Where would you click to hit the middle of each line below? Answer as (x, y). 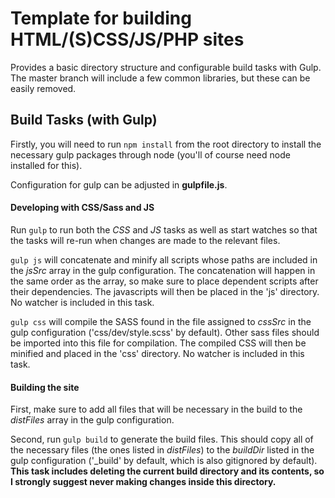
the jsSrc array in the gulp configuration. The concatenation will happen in (163, 270)
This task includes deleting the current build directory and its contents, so (167, 471)
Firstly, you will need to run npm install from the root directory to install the (166, 144)
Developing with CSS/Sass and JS (82, 208)
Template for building (101, 18)
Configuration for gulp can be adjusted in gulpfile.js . (119, 184)
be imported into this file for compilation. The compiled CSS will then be (158, 343)
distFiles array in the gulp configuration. (92, 420)
